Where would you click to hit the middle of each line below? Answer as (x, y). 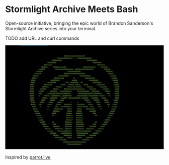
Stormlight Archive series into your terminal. (51, 28)
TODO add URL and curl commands (42, 38)
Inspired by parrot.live (28, 157)
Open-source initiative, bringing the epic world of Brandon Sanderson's (79, 23)
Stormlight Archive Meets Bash (72, 9)
